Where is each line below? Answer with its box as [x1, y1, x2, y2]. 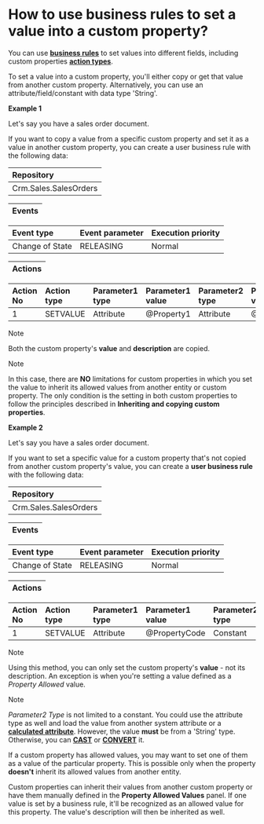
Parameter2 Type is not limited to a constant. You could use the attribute [8, 709, 244, 720]
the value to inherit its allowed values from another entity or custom [8, 383, 227, 392]
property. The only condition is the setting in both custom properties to [8, 390, 238, 400]
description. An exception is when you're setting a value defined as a [8, 671, 232, 680]
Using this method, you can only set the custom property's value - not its [8, 662, 246, 672]
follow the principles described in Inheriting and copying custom [8, 399, 220, 408]
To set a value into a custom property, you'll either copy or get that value [8, 71, 244, 81]
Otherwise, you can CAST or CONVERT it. [8, 734, 145, 744]
